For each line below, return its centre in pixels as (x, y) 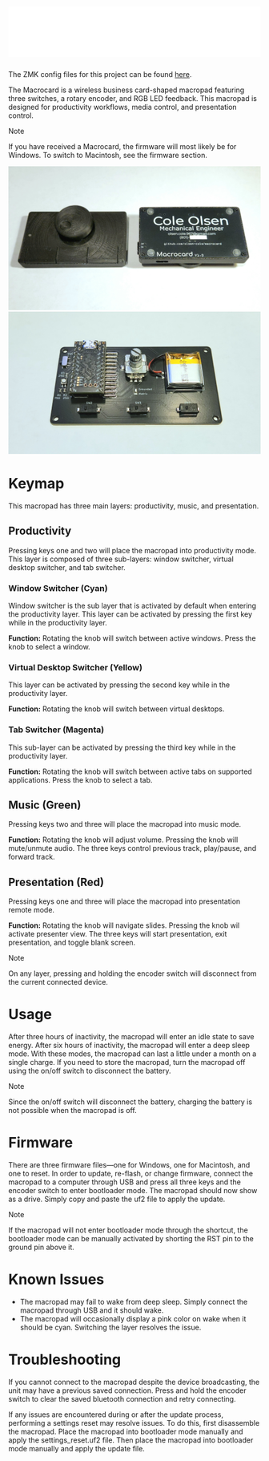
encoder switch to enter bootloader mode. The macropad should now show (133, 1191)
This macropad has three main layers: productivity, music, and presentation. (134, 506)
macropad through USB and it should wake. (92, 1310)
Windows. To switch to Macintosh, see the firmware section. (108, 155)
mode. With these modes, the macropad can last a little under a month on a (132, 1054)
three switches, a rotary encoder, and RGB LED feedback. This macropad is (133, 98)
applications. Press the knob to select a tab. (80, 779)
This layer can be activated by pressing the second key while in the (119, 685)
